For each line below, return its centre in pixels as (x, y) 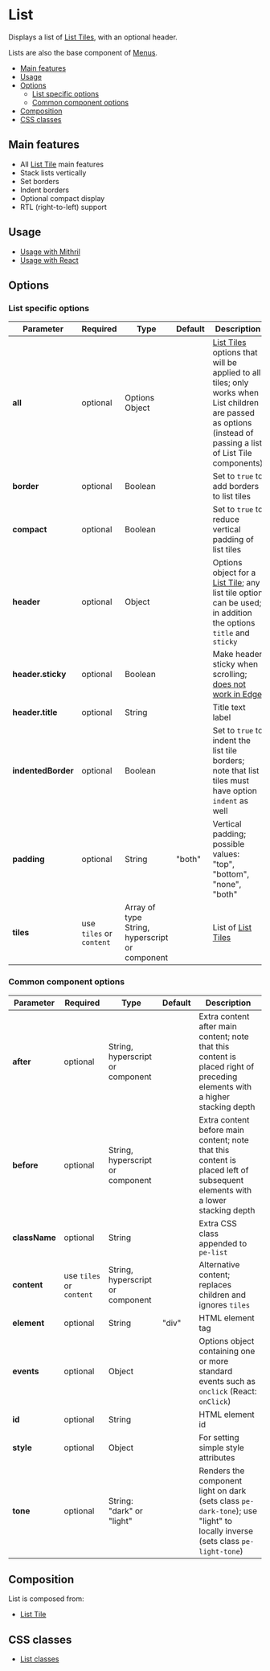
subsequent (221, 1180)
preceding (218, 1077)
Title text (229, 708)
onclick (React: (228, 1391)
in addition (232, 613)
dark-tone (217, 1511)
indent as (231, 801)
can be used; (237, 603)
